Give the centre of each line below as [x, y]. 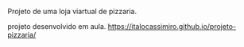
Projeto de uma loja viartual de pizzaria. [72, 11]
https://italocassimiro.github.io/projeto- [172, 26]
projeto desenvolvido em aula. [57, 26]
